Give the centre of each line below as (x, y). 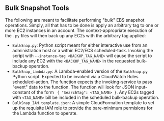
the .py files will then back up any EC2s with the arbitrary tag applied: (76, 35)
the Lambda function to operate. (45, 113)
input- (141, 87)
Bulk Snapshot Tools (37, 8)
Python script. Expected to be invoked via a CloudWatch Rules (75, 76)
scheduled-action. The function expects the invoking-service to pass (82, 82)
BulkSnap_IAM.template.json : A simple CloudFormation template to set (83, 102)
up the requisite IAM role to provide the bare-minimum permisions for (82, 108)
